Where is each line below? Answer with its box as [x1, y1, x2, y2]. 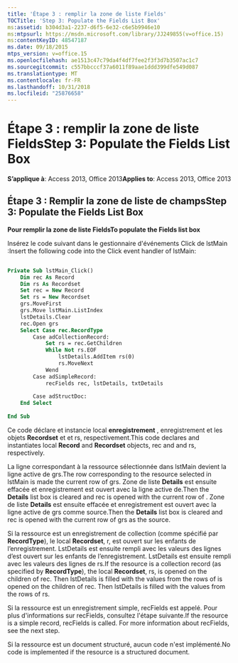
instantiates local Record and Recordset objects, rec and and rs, [7, 441, 197, 449]
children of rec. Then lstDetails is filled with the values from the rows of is [7, 575, 222, 583]
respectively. [7, 448, 45, 457]
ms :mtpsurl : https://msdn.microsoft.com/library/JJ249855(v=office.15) [7, 30, 224, 38]
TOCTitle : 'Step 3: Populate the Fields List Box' [7, 17, 161, 24]
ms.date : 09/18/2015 [7, 43, 69, 51]
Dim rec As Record [20, 274, 75, 281]
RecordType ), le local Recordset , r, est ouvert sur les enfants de [7, 536, 197, 545]
